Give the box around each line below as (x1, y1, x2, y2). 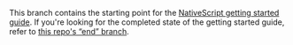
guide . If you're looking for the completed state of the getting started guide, (9, 17, 285, 27)
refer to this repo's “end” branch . (9, 26, 130, 36)
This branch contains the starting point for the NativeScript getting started (9, 8, 280, 18)
